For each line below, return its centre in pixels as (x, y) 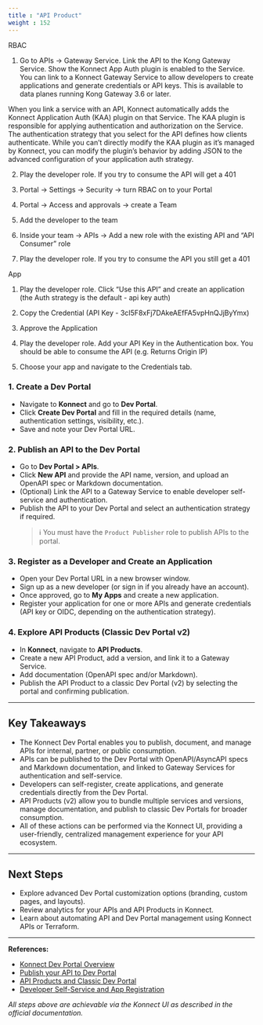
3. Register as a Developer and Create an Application (110, 562)
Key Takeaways (47, 723)
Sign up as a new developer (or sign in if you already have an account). (134, 587)
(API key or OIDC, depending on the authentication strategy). (117, 612)
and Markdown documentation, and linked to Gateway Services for (127, 767)
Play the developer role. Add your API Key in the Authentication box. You (136, 343)
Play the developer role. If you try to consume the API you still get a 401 (135, 258)
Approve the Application (58, 328)
